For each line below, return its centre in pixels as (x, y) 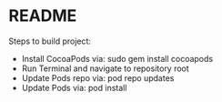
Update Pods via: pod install (74, 87)
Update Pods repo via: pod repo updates (98, 77)
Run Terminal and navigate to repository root (106, 68)
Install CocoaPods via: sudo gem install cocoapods (117, 58)
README (43, 16)
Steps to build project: (50, 41)
